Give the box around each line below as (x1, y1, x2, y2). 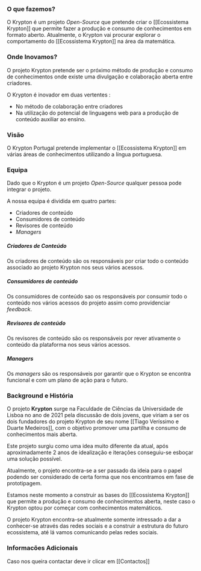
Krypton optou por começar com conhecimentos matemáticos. (7, 504, 163, 511)
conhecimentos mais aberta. (7, 431, 78, 438)
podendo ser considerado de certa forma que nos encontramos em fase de (7, 473, 194, 481)
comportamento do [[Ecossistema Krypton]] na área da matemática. (7, 38, 176, 45)
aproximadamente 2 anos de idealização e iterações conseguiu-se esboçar (7, 449, 194, 456)
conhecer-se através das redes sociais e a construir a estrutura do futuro (7, 522, 188, 529)
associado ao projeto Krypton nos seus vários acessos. (7, 264, 144, 271)
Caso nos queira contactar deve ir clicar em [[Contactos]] (7, 557, 150, 565)
